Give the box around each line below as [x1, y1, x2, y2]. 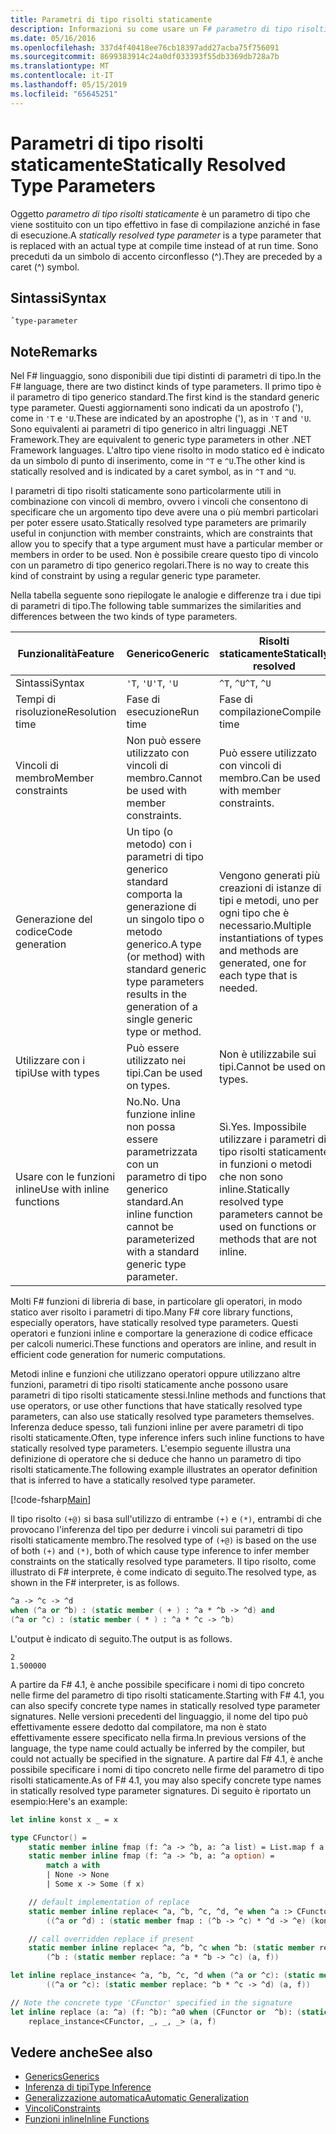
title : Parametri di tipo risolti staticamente [10, 14, 213, 25]
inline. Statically [219, 1182, 290, 1196]
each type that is [219, 969, 298, 983]
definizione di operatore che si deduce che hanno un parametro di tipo [10, 1453, 302, 1465]
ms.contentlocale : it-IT [10, 71, 114, 81]
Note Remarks [10, 343, 98, 360]
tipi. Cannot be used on [219, 1060, 326, 1074]
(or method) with [126, 950, 206, 964]
